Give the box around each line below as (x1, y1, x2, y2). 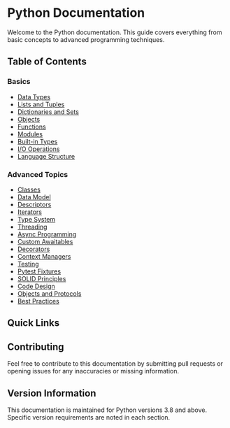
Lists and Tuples (17, 100, 65, 108)
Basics (7, 77, 31, 87)
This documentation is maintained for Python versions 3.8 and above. (7, 406, 208, 414)
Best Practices (17, 297, 59, 305)
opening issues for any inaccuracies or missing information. (7, 367, 180, 376)
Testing (17, 259, 40, 268)
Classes (17, 185, 41, 194)
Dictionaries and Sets (17, 107, 79, 116)
